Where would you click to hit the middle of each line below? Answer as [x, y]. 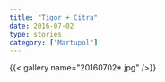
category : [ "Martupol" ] [54, 42]
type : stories [36, 34]
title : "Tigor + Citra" [54, 17]
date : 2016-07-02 [42, 26]
